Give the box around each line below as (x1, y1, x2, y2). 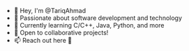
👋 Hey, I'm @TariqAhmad (13, 7, 86, 14)
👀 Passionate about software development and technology (13, 14, 183, 22)
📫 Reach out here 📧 (13, 37, 72, 44)
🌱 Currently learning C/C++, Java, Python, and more (13, 21, 165, 29)
